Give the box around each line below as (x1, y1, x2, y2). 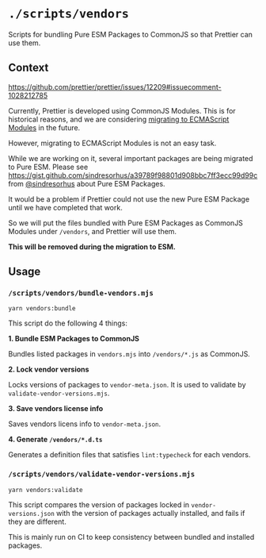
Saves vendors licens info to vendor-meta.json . (8, 419, 161, 429)
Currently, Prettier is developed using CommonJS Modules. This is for (8, 106, 236, 115)
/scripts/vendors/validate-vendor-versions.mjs (8, 470, 196, 479)
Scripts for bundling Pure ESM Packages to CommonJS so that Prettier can (8, 29, 253, 39)
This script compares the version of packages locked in (8, 499, 190, 510)
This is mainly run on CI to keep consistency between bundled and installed (8, 532, 255, 541)
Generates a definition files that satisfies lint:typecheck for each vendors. (8, 450, 251, 460)
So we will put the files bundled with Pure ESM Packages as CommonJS (8, 217, 244, 228)
